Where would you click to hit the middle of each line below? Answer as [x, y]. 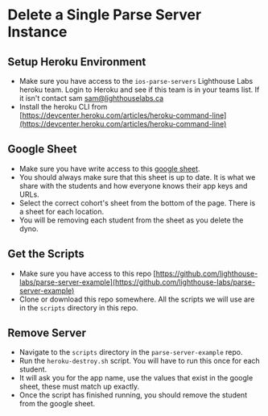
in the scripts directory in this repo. [78, 307]
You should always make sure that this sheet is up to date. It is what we [137, 177]
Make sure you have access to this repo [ [87, 273]
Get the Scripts [46, 254]
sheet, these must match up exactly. [79, 387]
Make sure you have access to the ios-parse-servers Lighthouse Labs [136, 81]
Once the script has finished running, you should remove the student [133, 395]
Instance [37, 32]
